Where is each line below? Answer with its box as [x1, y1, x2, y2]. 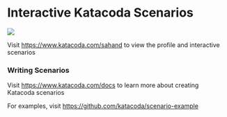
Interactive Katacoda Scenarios [7, 5, 194, 21]
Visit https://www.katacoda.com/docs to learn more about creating [7, 81, 199, 89]
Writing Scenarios [7, 65, 70, 75]
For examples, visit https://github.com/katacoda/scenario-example [7, 102, 198, 110]
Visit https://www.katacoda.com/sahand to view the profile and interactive [7, 40, 221, 49]
